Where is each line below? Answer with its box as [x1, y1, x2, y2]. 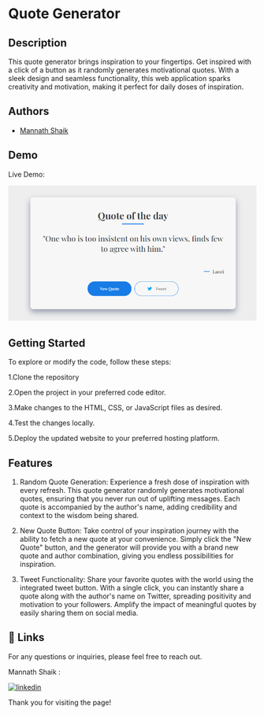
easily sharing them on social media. [19, 608, 139, 618]
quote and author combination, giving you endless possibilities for [19, 551, 234, 561]
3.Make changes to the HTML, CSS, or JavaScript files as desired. [8, 403, 223, 413]
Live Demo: [8, 169, 45, 179]
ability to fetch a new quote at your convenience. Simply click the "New [19, 535, 252, 544]
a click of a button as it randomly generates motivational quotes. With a [8, 65, 240, 75]
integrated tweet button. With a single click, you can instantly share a [19, 583, 244, 593]
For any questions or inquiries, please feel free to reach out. [8, 651, 203, 661]
